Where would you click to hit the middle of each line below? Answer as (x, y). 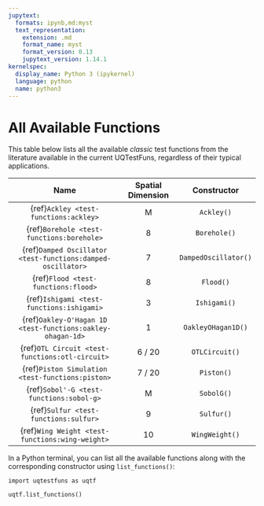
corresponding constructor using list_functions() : (92, 467)
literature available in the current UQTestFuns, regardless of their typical (125, 157)
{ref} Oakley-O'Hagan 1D (65, 319)
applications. (29, 166)
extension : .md (47, 37)
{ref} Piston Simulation (65, 369)
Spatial (148, 186)
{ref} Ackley (51, 209)
